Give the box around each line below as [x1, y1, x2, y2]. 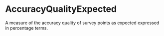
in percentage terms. [5, 25, 48, 31]
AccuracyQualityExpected [5, 3, 117, 15]
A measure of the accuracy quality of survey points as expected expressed [5, 20, 160, 26]
